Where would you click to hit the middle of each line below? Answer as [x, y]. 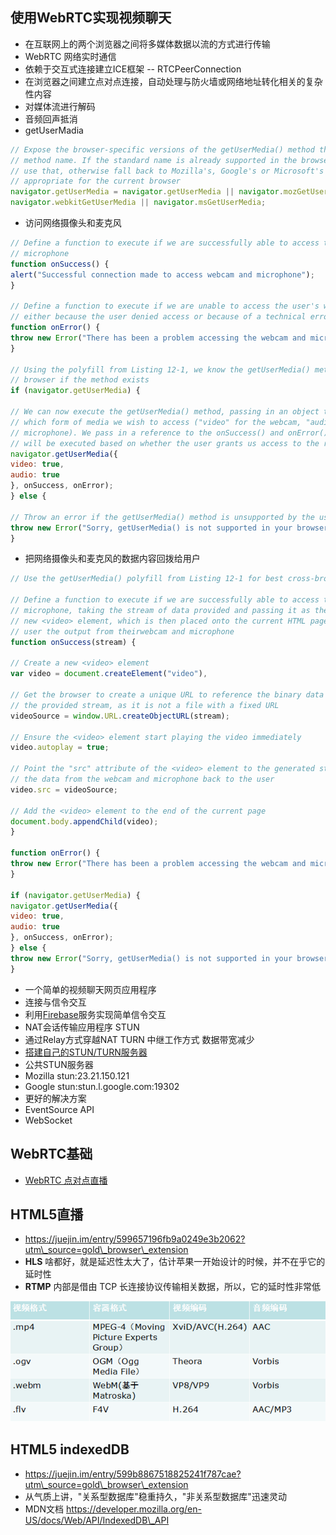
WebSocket [48, 1120]
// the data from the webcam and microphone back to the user [142, 779]
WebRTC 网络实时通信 [70, 56]
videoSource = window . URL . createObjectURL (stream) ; [120, 716]
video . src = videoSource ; [64, 789]
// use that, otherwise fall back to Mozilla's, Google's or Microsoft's [167, 171]
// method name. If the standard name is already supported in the [154, 160]
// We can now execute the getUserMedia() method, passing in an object [165, 412]
